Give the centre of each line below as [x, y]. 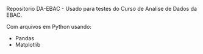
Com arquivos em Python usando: [49, 27]
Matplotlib [28, 45]
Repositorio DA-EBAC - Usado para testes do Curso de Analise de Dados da [101, 9]
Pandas [25, 38]
